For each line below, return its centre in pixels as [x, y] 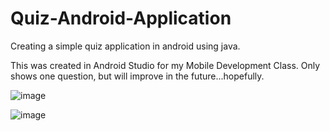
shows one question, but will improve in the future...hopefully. [137, 76]
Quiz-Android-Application [121, 18]
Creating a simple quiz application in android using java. [125, 46]
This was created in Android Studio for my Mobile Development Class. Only [165, 65]
